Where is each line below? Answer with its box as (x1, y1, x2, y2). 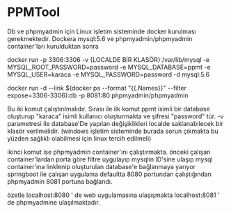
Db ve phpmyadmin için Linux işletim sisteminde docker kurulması (7, 27, 196, 35)
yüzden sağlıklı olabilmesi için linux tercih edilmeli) (7, 134, 152, 143)
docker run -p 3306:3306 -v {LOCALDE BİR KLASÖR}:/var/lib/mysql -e (7, 55, 210, 63)
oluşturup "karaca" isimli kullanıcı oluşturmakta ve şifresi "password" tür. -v (7, 112, 224, 120)
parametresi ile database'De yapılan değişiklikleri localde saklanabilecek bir (7, 119, 224, 127)
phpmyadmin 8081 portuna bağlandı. (7, 177, 113, 185)
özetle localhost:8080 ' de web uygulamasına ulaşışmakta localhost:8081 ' (7, 191, 221, 199)
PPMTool (7, 4, 61, 20)
